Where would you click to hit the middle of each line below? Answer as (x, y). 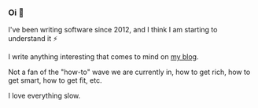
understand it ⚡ (33, 39)
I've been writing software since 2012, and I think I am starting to (113, 30)
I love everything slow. (44, 96)
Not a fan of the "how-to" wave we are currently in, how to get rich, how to (129, 72)
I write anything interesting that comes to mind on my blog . (103, 57)
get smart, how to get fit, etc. (55, 80)
